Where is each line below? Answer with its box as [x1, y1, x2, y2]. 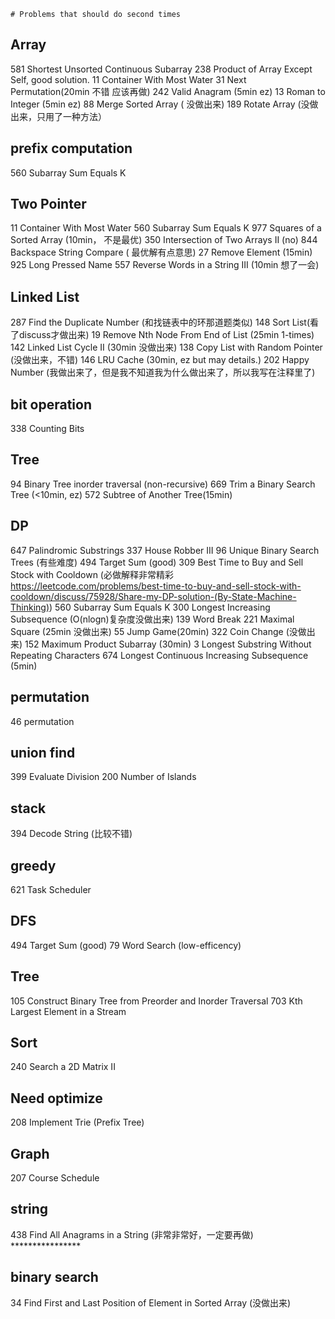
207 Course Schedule [10, 1172, 100, 1184]
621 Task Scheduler [10, 883, 92, 895]
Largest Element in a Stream [10, 1005, 127, 1017]
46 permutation [10, 715, 75, 727]
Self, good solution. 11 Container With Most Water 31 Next [10, 73, 247, 85]
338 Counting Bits [10, 423, 85, 435]
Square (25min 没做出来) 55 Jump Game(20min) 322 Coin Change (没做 [10, 625, 307, 637]
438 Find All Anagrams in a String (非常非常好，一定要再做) [10, 1228, 254, 1240]
